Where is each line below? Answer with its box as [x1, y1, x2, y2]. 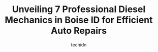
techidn [71, 41, 87, 47]
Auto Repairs [51, 25, 107, 36]
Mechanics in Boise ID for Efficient [5, 14, 153, 26]
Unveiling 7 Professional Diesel [12, 4, 146, 15]
